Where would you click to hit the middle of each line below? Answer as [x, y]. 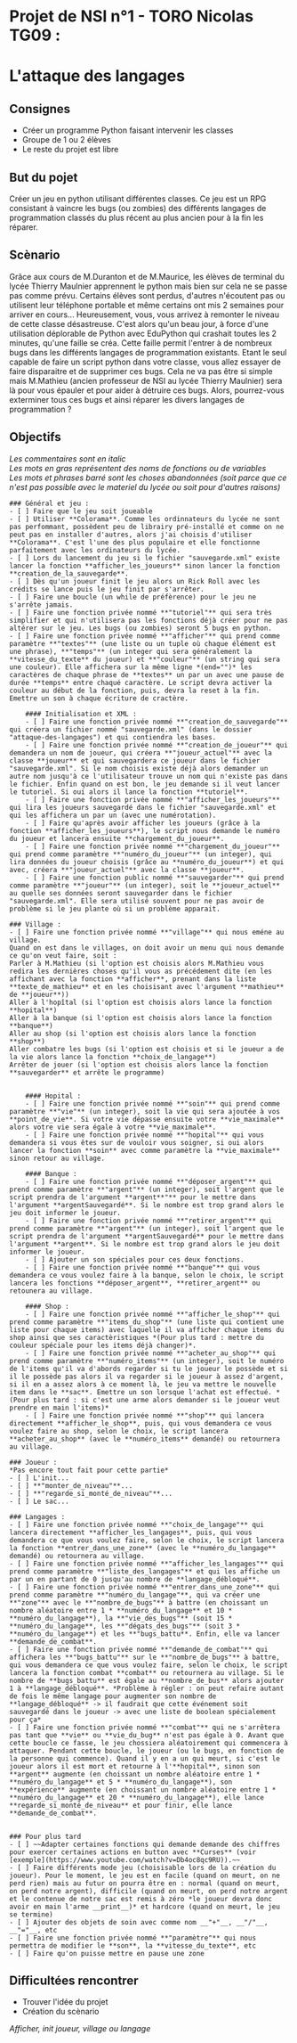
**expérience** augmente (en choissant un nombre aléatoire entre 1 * [143, 1790]
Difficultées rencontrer [74, 1981]
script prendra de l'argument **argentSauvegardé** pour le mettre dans [147, 1236]
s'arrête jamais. [41, 605]
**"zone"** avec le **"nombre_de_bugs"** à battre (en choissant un [139, 1602]
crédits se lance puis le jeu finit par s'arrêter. [107, 589]
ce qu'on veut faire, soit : [63, 955]
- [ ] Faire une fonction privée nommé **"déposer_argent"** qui [149, 1181]
